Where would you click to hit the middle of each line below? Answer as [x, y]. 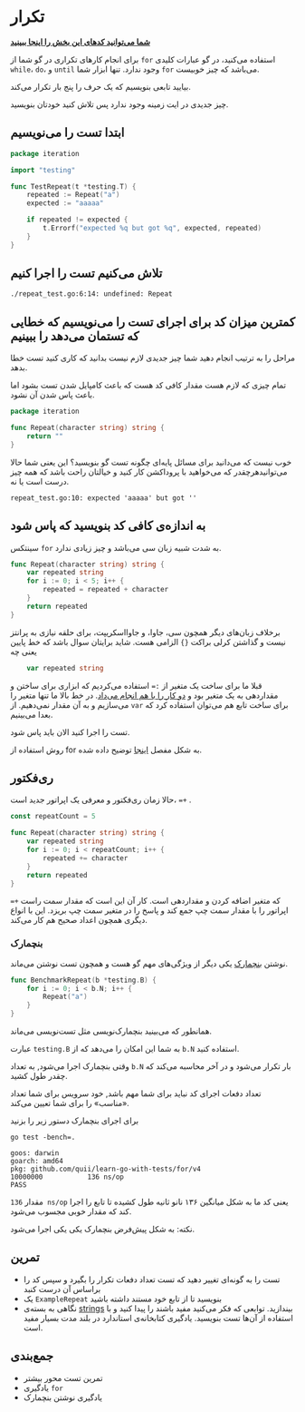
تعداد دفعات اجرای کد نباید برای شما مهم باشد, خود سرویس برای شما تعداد [136, 1093]
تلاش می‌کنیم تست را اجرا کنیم [86, 274]
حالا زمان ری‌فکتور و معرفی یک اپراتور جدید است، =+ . [101, 799]
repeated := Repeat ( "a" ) [73, 195]
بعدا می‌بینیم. [32, 714]
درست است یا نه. [40, 481]
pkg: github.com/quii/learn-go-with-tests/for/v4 [106, 1169]
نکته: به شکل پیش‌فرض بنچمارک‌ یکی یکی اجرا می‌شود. [103, 1229]
